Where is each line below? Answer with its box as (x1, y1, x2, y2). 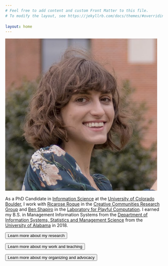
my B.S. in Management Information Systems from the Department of (5, 212, 148, 218)
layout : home (5, 24, 32, 29)
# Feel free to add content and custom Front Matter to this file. (5, 8, 149, 13)
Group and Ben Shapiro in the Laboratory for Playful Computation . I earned (5, 206, 159, 212)
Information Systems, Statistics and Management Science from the (5, 217, 143, 223)
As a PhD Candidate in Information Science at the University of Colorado (5, 196, 155, 202)
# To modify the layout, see (5, 13, 66, 19)
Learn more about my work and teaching (7, 244, 82, 249)
